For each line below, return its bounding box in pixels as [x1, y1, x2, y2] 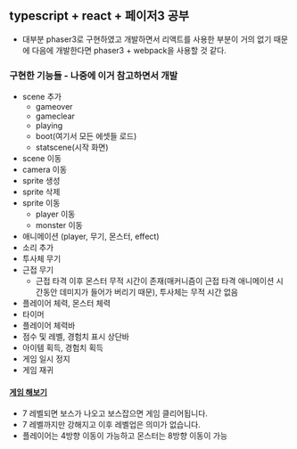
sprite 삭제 [21, 186, 61, 198]
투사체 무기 [21, 253, 62, 265]
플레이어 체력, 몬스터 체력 [21, 298, 111, 309]
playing [35, 120, 63, 131]
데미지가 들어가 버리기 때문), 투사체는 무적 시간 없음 [59, 287, 239, 298]
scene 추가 [21, 92, 62, 102]
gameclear [35, 110, 76, 122]
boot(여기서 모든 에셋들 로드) [35, 131, 137, 142]
